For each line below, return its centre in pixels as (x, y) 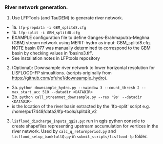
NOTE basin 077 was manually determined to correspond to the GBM (81, 48)
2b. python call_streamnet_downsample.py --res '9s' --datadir (77, 97)
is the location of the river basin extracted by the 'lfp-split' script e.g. (81, 107)
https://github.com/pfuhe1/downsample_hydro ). (60, 78)
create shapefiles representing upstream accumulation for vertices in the (85, 126)
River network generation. (36, 7)
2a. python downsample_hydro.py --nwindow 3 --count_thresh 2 (75, 88)
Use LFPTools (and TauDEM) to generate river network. (67, 18)
